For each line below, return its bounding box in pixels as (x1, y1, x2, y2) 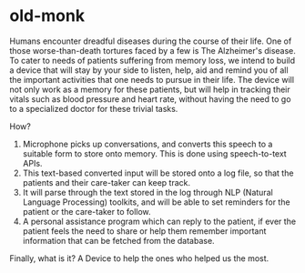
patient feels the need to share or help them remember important (22, 225, 267, 237)
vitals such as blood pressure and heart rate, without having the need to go (9, 93, 291, 105)
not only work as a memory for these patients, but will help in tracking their (9, 84, 290, 95)
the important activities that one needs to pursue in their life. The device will (9, 74, 294, 85)
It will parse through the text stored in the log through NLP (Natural (22, 187, 273, 197)
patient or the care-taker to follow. (22, 206, 152, 217)
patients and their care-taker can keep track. (22, 177, 191, 187)
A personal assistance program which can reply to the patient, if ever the (22, 216, 297, 227)
